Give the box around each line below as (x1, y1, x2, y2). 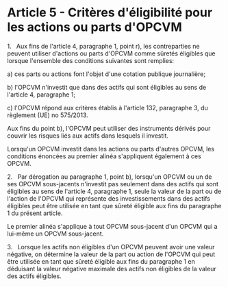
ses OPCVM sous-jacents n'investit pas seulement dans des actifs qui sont (7, 179, 219, 188)
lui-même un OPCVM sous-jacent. (7, 229, 104, 238)
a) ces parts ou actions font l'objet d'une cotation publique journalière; (7, 70, 206, 78)
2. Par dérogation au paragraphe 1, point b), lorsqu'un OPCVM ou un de (7, 173, 212, 181)
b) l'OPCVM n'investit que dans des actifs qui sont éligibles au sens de (7, 83, 207, 91)
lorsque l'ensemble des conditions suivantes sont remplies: (7, 56, 175, 64)
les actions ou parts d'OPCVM (7, 19, 183, 35)
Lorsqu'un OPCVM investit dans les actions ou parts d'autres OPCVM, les (7, 145, 214, 153)
